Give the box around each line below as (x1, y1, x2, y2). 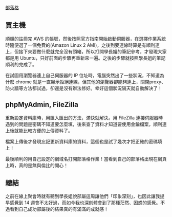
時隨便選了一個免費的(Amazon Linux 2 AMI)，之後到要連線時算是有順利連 (5, 42, 160, 48)
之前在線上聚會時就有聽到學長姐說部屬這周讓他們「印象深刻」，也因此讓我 (5, 193, 160, 200)
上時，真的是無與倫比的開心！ (5, 162, 68, 168)
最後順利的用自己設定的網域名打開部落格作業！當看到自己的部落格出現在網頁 (5, 156, 167, 162)
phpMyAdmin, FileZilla (5, 100, 78, 109)
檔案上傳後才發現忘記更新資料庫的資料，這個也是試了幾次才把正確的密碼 (5, 138, 158, 144)
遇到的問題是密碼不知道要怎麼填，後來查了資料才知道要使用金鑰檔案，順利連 (5, 121, 167, 127)
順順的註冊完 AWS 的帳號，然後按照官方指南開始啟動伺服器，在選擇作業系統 (5, 35, 166, 42)
